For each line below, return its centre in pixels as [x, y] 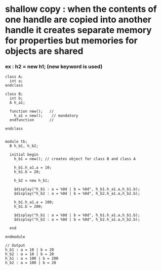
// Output [15, 246]
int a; [16, 81]
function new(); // [32, 112]
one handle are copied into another [78, 20]
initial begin [24, 155]
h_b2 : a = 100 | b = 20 [31, 263]
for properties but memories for [71, 41]
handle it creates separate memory [79, 30]
